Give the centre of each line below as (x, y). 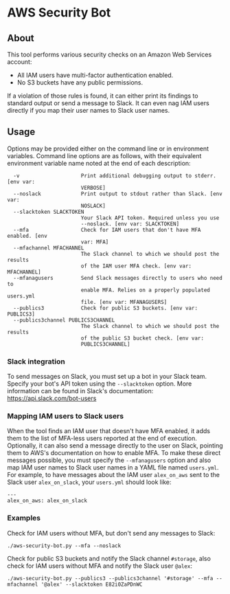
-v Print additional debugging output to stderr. (115, 176)
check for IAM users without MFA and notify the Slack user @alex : (100, 566)
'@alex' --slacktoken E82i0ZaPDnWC (92, 584)
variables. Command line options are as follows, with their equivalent (104, 155)
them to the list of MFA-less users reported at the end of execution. (102, 439)
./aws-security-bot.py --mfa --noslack (64, 546)
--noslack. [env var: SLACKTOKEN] (130, 224)
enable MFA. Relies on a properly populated (146, 290)
